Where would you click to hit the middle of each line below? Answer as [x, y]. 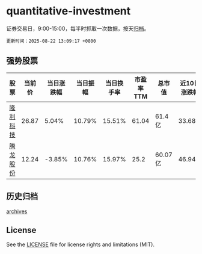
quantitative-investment [69, 11]
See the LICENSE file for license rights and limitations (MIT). [81, 244]
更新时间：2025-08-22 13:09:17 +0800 [51, 41]
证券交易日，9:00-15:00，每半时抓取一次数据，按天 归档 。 [78, 28]
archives [17, 211]
